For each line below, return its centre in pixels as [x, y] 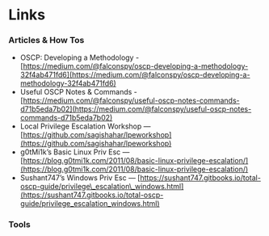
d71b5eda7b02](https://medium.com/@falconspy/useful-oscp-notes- [136, 109]
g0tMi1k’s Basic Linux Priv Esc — [75, 152]
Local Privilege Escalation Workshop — [85, 126]
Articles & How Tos [46, 40]
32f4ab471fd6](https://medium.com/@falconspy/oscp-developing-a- [135, 75]
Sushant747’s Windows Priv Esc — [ [80, 178]
